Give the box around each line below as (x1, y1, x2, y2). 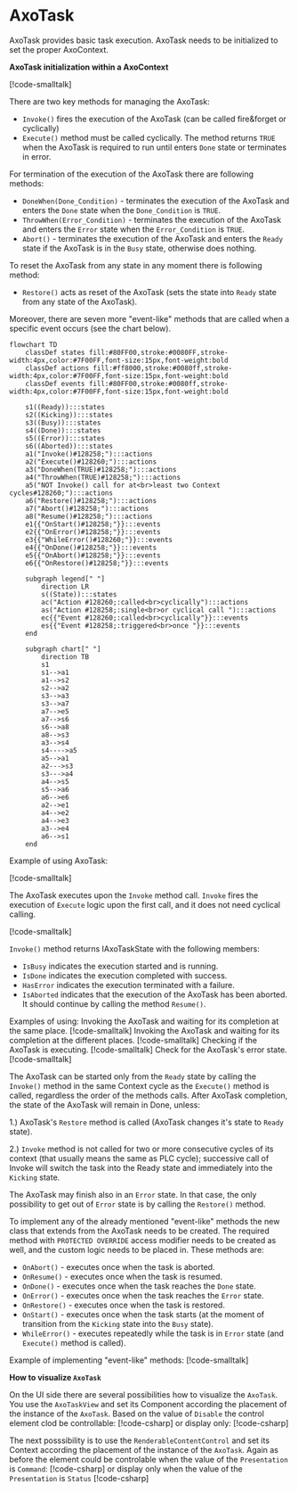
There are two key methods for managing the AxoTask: (9, 95, 211, 107)
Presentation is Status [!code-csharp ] (9, 1472, 149, 1483)
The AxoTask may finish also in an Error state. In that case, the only (9, 1189, 257, 1199)
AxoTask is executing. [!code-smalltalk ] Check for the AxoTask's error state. (9, 1044, 287, 1055)
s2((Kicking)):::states (25, 410, 114, 419)
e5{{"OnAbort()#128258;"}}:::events (25, 550, 162, 560)
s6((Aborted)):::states (25, 441, 114, 450)
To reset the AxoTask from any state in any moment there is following (9, 260, 262, 270)
